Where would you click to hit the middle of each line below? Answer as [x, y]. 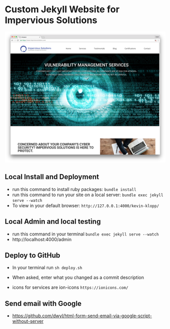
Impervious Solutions [51, 20]
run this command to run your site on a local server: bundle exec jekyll [88, 195]
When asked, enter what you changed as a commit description [78, 277]
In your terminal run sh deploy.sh [47, 268]
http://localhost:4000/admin [42, 239]
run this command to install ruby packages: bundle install [74, 189]
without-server [28, 321]
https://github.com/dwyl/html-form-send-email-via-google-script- [82, 316]
